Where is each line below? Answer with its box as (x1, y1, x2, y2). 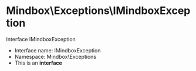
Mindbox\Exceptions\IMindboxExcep (6, 4, 191, 17)
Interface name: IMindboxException (14, 47, 101, 54)
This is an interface (14, 59, 63, 66)
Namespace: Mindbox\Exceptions (14, 53, 97, 60)
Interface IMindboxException (6, 35, 76, 42)
